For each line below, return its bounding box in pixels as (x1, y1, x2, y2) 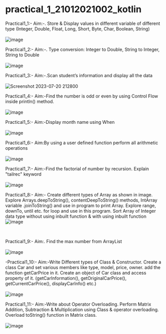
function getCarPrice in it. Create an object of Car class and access (5, 270, 146, 276)
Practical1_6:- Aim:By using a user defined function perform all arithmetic (5, 140, 158, 146)
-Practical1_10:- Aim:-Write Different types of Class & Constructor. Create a (5, 259, 161, 265)
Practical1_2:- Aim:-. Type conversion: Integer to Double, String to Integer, (5, 46, 160, 52)
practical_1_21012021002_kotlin (5, 4, 142, 15)
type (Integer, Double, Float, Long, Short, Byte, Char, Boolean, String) (5, 25, 150, 31)
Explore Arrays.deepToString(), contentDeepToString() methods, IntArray (5, 197, 157, 203)
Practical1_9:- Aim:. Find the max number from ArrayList (5, 238, 122, 244)
